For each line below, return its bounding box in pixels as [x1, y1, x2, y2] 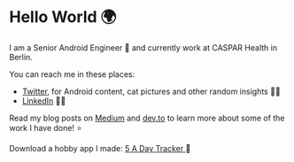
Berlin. [9, 51, 33, 62]
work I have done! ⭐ [9, 122, 82, 133]
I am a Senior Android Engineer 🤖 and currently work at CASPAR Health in [9, 42, 277, 53]
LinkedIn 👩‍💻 [21, 95, 66, 106]
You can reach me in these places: [9, 68, 135, 80]
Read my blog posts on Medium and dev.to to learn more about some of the [9, 112, 285, 123]
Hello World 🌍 [9, 7, 117, 27]
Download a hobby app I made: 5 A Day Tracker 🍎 [9, 143, 191, 153]
